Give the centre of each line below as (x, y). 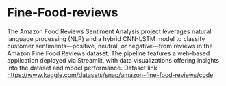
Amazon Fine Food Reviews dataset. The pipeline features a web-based (109, 53)
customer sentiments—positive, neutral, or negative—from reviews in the (110, 46)
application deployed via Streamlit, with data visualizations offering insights (113, 60)
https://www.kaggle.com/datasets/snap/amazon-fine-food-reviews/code (110, 75)
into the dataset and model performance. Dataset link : (84, 68)
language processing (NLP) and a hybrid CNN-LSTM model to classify (106, 38)
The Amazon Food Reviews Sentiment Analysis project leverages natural (109, 31)
